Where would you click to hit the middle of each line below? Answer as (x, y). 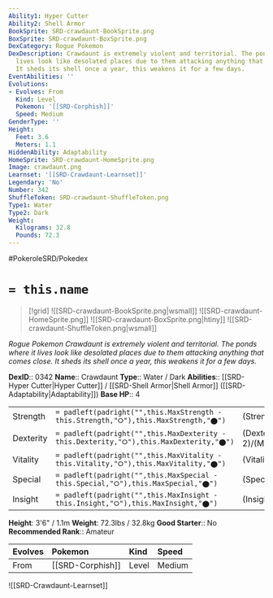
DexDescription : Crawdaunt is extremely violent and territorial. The (130, 54)
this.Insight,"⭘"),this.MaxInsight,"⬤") (136, 503)
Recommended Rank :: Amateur (62, 531)
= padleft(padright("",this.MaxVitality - (139, 455)
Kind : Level (36, 99)
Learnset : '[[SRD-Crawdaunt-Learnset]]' (78, 175)
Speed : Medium (39, 115)
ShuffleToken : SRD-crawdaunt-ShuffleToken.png (89, 197)
